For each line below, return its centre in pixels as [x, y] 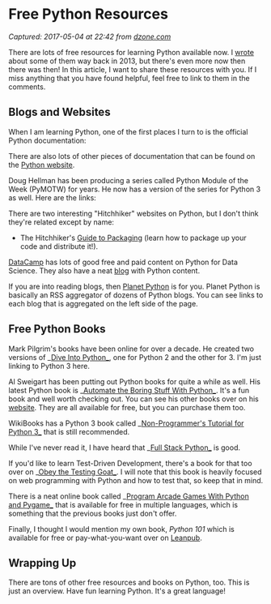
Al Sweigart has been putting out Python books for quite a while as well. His [135, 381]
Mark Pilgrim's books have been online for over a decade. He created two [131, 349]
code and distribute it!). [59, 246]
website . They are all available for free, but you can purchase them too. [127, 407]
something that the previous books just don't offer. [93, 513]
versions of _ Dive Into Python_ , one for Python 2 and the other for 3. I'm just [135, 357]
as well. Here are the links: [53, 197]
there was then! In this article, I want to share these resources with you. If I [133, 69]
